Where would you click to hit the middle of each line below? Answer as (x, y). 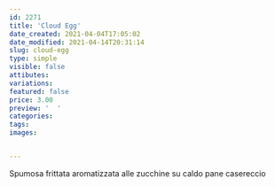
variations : (31, 83)
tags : (19, 125)
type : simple (33, 58)
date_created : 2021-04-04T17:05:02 (75, 34)
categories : (31, 116)
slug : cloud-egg (39, 51)
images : (24, 133)
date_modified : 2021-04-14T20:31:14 (77, 42)
